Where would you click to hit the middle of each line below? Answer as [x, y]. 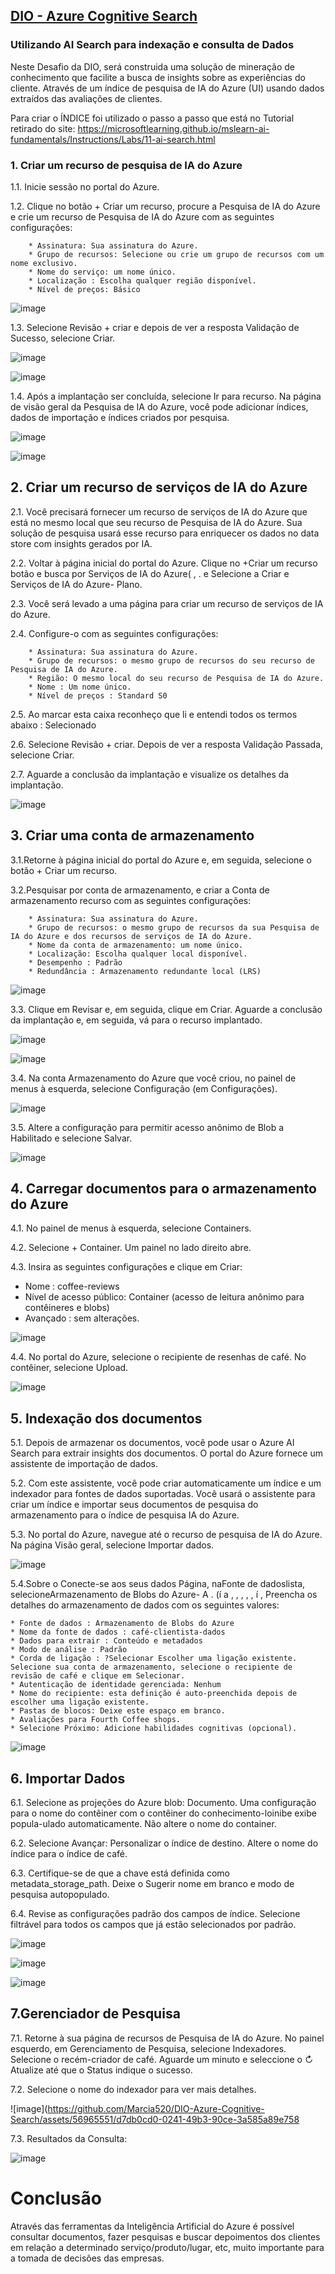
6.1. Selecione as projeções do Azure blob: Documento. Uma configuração [163, 1803]
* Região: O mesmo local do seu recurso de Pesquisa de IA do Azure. [176, 678]
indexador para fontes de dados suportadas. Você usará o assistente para [163, 1494]
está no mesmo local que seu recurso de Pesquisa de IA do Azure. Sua [156, 522]
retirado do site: [43, 128]
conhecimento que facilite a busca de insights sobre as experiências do [158, 77]
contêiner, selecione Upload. [69, 1368]
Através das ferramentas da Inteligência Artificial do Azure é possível [152, 2226]
